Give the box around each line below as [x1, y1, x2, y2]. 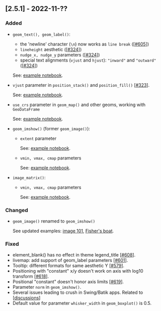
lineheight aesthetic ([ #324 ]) [20, 46, 82, 53]
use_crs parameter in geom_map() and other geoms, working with [12, 101, 146, 108]
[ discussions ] [12, 295, 41, 301]
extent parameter [20, 135, 57, 141]
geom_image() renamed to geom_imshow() [12, 218, 96, 224]
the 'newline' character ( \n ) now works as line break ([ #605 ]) [20, 41, 149, 47]
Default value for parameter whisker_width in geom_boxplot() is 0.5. [12, 300, 152, 306]
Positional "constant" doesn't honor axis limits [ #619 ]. [12, 279, 124, 285]
